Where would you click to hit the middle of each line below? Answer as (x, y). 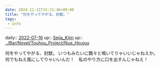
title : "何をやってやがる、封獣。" (37, 14)
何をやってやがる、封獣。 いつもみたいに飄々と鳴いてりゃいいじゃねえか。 (81, 53)
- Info (14, 24)
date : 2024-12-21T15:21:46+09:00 (40, 10)
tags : (11, 19)
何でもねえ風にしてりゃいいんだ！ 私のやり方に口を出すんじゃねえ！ (77, 60)
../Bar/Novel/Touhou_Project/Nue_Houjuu (47, 43)
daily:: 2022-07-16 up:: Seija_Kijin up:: (44, 38)
